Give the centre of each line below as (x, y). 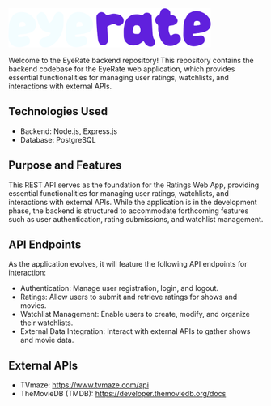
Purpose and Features (65, 165)
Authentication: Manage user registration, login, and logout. (119, 288)
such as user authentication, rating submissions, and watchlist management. (136, 219)
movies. (33, 306)
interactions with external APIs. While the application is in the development (133, 202)
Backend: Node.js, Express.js (69, 131)
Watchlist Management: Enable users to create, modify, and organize (135, 314)
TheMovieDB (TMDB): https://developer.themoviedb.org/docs (123, 394)
